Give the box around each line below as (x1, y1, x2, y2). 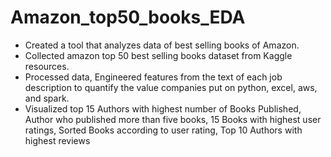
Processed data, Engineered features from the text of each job (24, 71, 283, 83)
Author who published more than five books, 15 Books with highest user (24, 113, 322, 125)
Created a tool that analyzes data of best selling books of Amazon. (24, 39, 300, 51)
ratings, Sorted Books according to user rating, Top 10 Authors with (24, 124, 303, 136)
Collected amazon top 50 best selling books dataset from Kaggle (24, 49, 293, 61)
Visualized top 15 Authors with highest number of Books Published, (24, 102, 302, 115)
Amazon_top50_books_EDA (10, 6, 246, 29)
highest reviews (24, 134, 91, 146)
